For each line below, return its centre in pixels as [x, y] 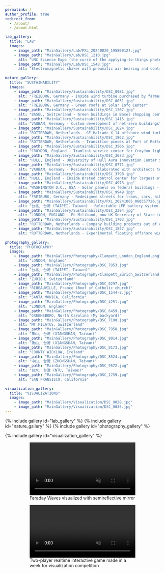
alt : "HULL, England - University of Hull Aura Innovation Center [87, 160]
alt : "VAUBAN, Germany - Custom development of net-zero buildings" [90, 123]
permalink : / [18, 10]
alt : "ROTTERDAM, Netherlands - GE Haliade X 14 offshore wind [84, 133]
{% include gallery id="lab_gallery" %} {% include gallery [63, 421]
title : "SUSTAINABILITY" [35, 83]
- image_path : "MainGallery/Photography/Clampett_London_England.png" [88, 256]
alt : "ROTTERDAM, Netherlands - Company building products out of [87, 224]
